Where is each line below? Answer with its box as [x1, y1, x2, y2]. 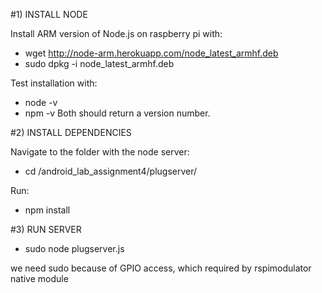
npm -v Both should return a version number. [24, 107, 211, 119]
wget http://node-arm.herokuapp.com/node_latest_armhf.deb [24, 47, 279, 59]
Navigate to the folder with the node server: [10, 146, 190, 158]
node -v [24, 97, 58, 108]
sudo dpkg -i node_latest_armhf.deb [24, 58, 175, 69]
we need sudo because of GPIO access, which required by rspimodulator [10, 262, 312, 274]
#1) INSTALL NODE [10, 9, 88, 20]
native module [10, 273, 69, 284]
